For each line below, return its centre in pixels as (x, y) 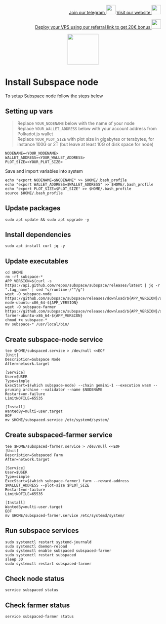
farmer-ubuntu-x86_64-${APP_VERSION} (44, 316)
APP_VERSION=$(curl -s (28, 281)
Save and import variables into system (44, 171)
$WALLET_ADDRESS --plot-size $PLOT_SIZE (47, 485)
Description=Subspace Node (33, 359)
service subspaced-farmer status (40, 617)
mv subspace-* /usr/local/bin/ (37, 324)
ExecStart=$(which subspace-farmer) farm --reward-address (67, 481)
